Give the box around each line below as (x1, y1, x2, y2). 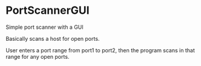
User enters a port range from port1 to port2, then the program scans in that (5, 46, 195, 54)
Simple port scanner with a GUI (5, 23, 84, 31)
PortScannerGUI (5, 4, 90, 17)
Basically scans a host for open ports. (5, 35, 100, 42)
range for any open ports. (5, 53, 70, 60)
